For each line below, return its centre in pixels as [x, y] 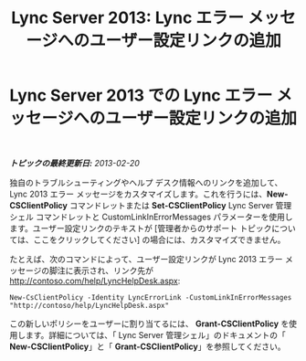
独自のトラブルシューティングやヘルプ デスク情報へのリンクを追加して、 [146, 182]
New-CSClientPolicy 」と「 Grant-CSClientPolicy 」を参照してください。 [148, 346]
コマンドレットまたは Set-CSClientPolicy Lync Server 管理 [181, 205]
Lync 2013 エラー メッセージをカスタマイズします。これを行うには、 [138, 194]
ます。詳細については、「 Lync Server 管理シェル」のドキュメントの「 [155, 334]
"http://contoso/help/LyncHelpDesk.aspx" [90, 305]
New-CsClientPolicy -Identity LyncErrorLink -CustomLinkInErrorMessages [151, 297]
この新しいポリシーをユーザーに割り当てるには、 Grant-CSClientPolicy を [149, 324]
